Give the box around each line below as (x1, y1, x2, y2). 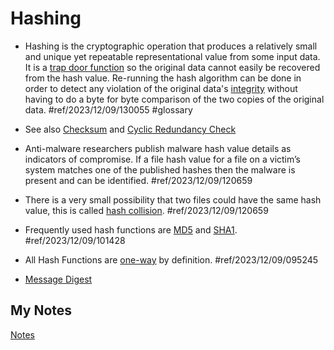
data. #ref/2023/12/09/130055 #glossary (24, 103, 193, 116)
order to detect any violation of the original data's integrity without (24, 82, 298, 94)
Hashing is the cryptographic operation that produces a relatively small (24, 40, 318, 52)
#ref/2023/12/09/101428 (24, 234, 126, 246)
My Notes (10, 302, 73, 319)
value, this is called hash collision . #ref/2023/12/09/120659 (24, 204, 269, 216)
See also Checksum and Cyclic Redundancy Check (24, 123, 237, 135)
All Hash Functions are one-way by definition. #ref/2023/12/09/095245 (24, 253, 319, 266)
